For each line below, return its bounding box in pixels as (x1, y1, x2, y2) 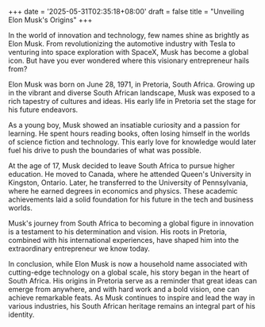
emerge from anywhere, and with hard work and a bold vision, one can (8, 285, 240, 294)
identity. (8, 310, 35, 319)
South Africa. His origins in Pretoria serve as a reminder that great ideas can (8, 276, 258, 285)
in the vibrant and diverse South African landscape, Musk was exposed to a (8, 88, 255, 98)
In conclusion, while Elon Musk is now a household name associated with (8, 260, 248, 268)
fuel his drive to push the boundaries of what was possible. (8, 146, 202, 155)
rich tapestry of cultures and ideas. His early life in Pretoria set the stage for (8, 97, 256, 106)
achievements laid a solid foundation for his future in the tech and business (8, 194, 254, 204)
